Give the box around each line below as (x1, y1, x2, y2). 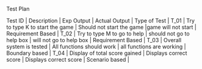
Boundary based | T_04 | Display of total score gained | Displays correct (6, 49, 187, 57)
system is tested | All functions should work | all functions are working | (6, 43, 186, 50)
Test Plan (6, 5, 30, 12)
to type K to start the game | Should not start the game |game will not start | (6, 24, 197, 31)
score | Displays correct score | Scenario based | (6, 56, 130, 63)
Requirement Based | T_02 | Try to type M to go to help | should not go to (6, 30, 190, 37)
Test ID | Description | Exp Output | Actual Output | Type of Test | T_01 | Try (6, 17, 195, 24)
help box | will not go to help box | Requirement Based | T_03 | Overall (6, 37, 182, 43)
